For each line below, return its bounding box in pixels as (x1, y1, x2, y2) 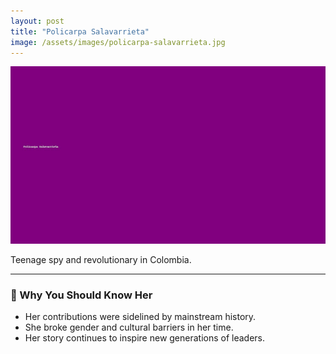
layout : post (10, 16, 65, 26)
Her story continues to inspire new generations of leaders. (24, 332, 266, 344)
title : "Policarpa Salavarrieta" (10, 26, 150, 37)
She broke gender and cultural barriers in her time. (24, 321, 234, 334)
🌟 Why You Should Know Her (10, 288, 153, 302)
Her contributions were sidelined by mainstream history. (24, 311, 257, 323)
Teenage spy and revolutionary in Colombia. (10, 253, 192, 265)
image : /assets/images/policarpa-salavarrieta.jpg (10, 37, 226, 47)
